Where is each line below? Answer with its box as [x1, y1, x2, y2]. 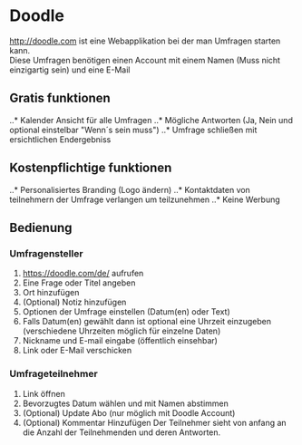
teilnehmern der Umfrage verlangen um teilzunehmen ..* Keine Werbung [9, 194, 281, 205]
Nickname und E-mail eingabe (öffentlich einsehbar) [22, 335, 218, 346]
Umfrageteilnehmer [9, 368, 98, 381]
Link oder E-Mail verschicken [22, 345, 132, 356]
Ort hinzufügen [22, 287, 80, 298]
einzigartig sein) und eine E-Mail [9, 64, 131, 75]
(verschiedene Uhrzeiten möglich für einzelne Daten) [22, 325, 221, 336]
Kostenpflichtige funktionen [9, 160, 172, 176]
